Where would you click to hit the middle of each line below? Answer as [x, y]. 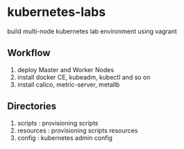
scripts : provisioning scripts [58, 123]
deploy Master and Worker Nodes [66, 69]
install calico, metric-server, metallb [68, 85]
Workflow [29, 53]
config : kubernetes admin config [65, 138]
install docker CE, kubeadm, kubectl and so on [84, 77]
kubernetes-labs [57, 12]
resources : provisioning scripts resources [77, 130]
